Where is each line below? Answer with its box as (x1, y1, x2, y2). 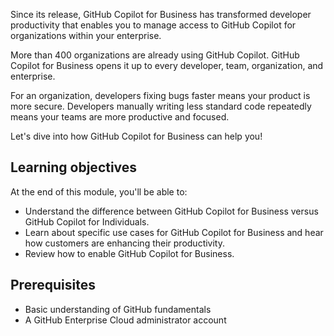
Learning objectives (10, 159, 138, 176)
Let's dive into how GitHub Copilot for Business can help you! (10, 130, 263, 142)
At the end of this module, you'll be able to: (10, 185, 188, 198)
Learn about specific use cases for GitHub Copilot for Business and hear (24, 226, 324, 238)
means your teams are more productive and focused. (10, 111, 230, 123)
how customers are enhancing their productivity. (24, 237, 226, 249)
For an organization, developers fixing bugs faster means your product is (10, 90, 311, 101)
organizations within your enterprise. (10, 30, 162, 41)
